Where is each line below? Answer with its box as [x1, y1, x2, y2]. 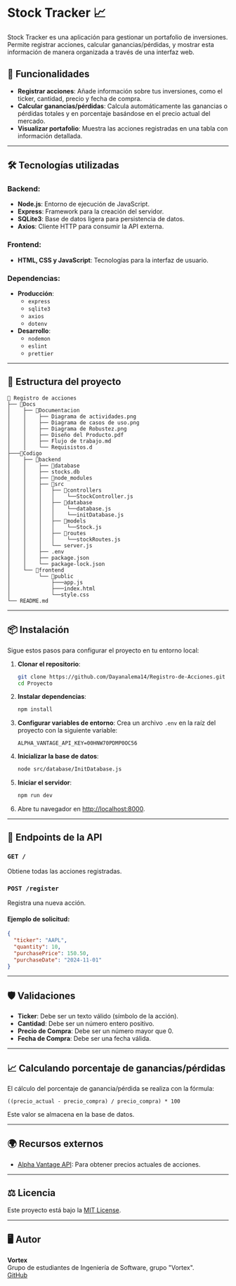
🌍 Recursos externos [7, 1138, 104, 1150]
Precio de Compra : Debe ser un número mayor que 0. [17, 1027, 174, 1035]
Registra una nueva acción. [7, 899, 86, 907]
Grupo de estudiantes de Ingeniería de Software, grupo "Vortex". [7, 1263, 195, 1271]
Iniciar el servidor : [17, 778, 72, 787]
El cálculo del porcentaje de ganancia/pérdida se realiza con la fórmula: [7, 1084, 214, 1093]
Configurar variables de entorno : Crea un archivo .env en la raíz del [17, 719, 216, 727]
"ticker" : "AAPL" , [13, 937, 68, 944]
